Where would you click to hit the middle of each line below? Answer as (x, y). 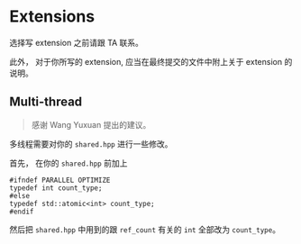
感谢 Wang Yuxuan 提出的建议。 (91, 124)
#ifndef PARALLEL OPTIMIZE (60, 180)
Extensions (52, 17)
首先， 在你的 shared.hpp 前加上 (68, 163)
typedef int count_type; (56, 188)
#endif (22, 212)
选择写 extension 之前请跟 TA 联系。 (77, 42)
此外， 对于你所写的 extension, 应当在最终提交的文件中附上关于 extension (146, 61)
